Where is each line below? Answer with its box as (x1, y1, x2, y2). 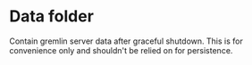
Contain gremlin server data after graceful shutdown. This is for (9, 36, 243, 46)
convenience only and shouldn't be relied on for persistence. (9, 45, 233, 55)
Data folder (9, 6, 94, 27)
